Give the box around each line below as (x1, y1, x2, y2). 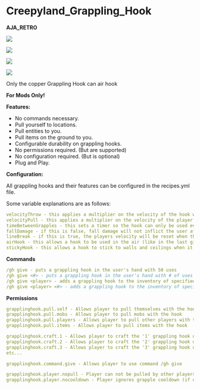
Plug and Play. (14, 159, 50, 166)
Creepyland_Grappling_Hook (6, 4, 152, 18)
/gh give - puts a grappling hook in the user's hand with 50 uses (6, 267, 177, 273)
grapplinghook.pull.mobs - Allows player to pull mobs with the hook (6, 312, 183, 318)
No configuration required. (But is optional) (14, 153, 120, 160)
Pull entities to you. (14, 127, 62, 135)
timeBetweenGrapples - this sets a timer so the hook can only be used (6, 222, 187, 229)
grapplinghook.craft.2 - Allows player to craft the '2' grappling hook (6, 338, 190, 345)
